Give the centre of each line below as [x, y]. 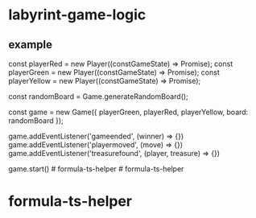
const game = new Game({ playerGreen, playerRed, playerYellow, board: [128, 112]
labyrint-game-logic [77, 15]
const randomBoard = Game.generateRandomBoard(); [99, 97]
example [31, 45]
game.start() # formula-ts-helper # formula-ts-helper [96, 169]
